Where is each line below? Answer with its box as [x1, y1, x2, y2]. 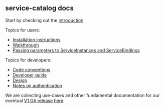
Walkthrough [12, 42, 39, 48]
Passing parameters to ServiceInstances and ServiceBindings [12, 47, 140, 53]
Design [12, 77, 28, 83]
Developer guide [12, 72, 47, 78]
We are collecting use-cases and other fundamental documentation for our [5, 92, 160, 98]
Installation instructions [12, 36, 61, 42]
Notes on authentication [12, 82, 63, 88]
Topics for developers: [5, 57, 52, 63]
